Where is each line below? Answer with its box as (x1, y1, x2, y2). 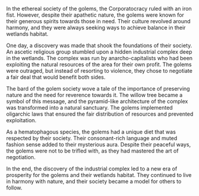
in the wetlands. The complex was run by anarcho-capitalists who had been (6, 55, 193, 61)
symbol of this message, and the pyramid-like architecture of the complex (6, 98, 188, 105)
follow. (6, 184, 23, 191)
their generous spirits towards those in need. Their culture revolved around (6, 18, 191, 24)
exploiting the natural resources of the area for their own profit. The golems (6, 61, 192, 68)
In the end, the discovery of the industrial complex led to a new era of (6, 165, 177, 172)
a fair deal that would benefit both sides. (6, 74, 106, 80)
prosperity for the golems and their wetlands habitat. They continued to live (6, 172, 192, 178)
